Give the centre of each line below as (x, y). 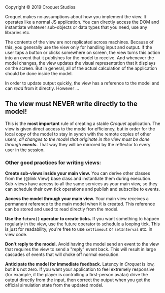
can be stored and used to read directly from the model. (62, 209)
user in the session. (25, 150)
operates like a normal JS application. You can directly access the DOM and (82, 22)
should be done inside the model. (39, 73)
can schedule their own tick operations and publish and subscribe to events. (82, 189)
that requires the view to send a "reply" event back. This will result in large (81, 250)
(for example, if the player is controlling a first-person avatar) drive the (77, 275)
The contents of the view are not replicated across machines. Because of (79, 42)
